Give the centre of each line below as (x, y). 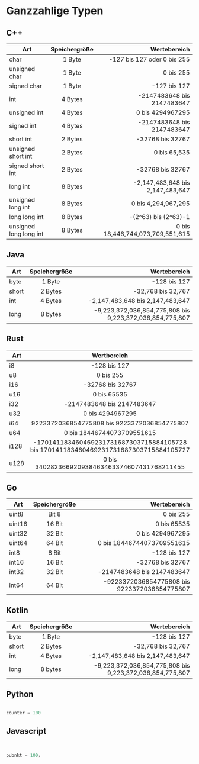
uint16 (18, 524)
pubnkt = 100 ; (24, 755)
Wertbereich (110, 355)
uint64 (18, 543)
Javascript (26, 731)
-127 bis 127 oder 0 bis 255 (149, 59)
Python (20, 694)
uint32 (18, 534)
